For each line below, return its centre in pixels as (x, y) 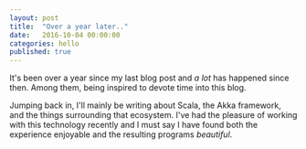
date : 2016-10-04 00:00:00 (65, 35)
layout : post (34, 18)
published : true (40, 52)
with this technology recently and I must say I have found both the (134, 125)
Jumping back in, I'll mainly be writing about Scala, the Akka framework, (145, 105)
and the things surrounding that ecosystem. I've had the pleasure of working (153, 115)
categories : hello (44, 43)
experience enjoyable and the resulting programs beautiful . (121, 134)
